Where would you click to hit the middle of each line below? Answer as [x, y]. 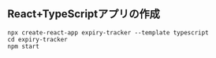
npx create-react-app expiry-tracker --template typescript [108, 33]
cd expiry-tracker [37, 39]
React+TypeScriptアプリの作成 [84, 14]
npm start [24, 46]
